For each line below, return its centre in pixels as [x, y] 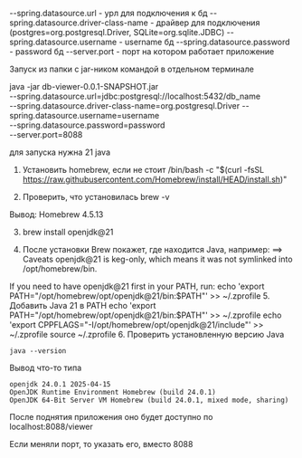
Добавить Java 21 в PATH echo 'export [83, 305]
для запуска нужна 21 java [60, 152]
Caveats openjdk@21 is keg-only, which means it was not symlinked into [157, 259]
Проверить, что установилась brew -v [96, 197]
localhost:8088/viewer [51, 426]
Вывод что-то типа [46, 367]
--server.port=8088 [46, 134]
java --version [38, 351]
